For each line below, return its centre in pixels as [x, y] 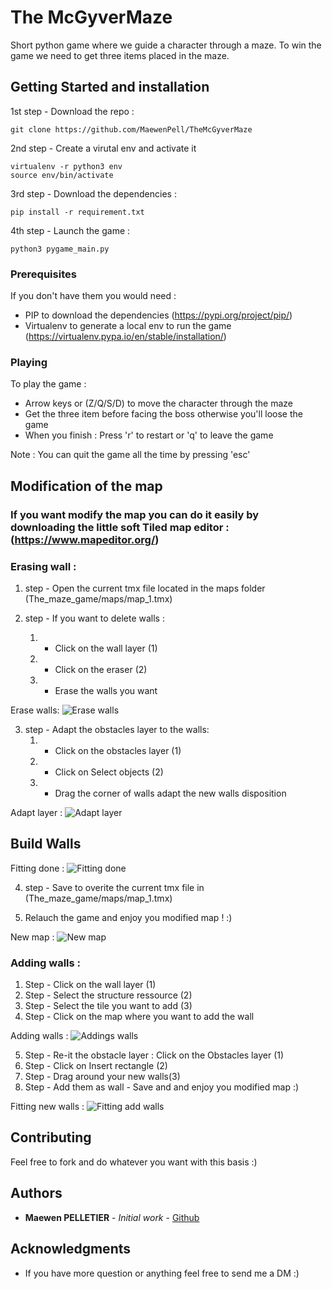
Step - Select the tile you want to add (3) [108, 1006]
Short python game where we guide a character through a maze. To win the [166, 45]
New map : [32, 937]
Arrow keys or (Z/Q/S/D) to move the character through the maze [158, 403]
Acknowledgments [71, 1249]
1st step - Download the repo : [72, 111]
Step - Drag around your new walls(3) [102, 1077]
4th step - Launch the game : [70, 230]
